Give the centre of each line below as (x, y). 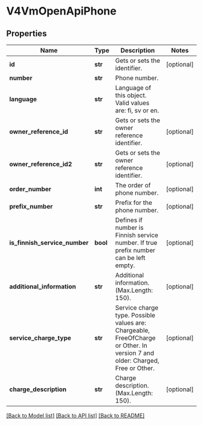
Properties (27, 34)
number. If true (136, 243)
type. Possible (135, 315)
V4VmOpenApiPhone (61, 11)
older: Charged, (137, 361)
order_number (30, 189)
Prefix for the (134, 203)
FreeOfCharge (135, 338)
